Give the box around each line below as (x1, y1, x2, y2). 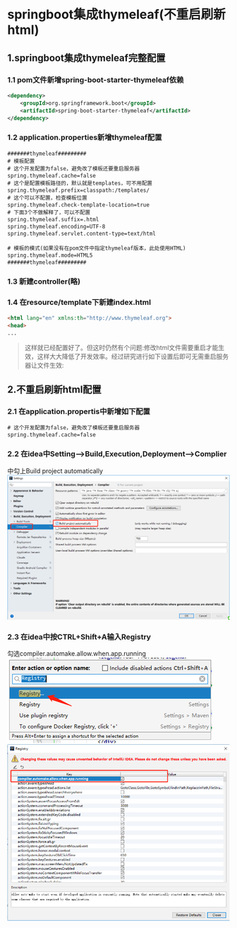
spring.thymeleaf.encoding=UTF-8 (7, 223, 106, 230)
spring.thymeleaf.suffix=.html (7, 216, 99, 223)
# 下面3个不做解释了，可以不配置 (7, 209, 90, 216)
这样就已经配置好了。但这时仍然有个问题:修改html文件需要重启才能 (24, 343, 219, 352)
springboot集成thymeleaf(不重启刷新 (7, 6, 226, 23)
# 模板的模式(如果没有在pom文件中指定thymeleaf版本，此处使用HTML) (7, 245, 186, 252)
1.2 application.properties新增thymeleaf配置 (7, 132, 162, 142)
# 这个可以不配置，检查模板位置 (7, 194, 87, 202)
